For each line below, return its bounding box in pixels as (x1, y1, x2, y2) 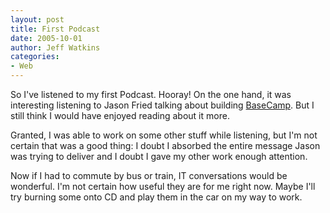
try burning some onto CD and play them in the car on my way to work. (10, 191, 303, 203)
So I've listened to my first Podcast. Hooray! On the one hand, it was (10, 89, 292, 100)
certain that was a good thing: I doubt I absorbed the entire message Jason (10, 140, 321, 151)
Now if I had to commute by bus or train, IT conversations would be (10, 170, 288, 181)
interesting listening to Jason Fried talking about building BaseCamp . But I (10, 99, 315, 111)
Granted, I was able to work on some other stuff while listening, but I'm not (10, 129, 318, 141)
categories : (10, 52, 60, 62)
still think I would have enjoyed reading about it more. (10, 110, 230, 121)
